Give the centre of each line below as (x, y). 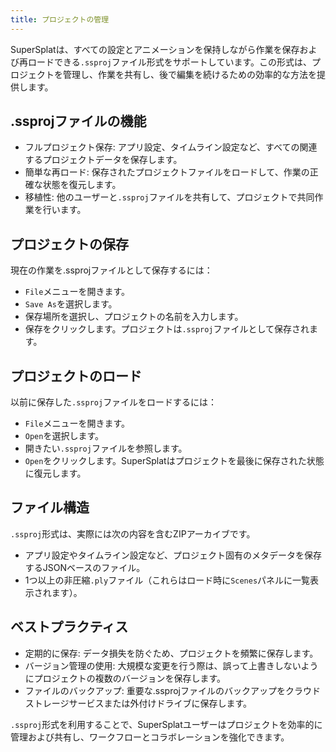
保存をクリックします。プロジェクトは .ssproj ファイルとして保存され (167, 329)
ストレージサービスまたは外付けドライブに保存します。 (138, 703)
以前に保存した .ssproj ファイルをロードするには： (114, 402)
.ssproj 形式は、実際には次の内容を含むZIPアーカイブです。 (133, 533)
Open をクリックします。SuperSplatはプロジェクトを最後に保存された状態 (174, 461)
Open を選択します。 (64, 436)
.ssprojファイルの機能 (78, 121)
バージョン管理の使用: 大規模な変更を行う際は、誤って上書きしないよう (171, 665)
